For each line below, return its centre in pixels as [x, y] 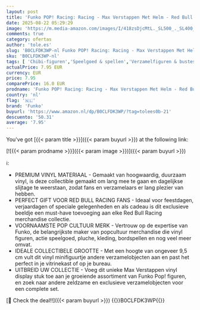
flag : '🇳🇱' [21, 100]
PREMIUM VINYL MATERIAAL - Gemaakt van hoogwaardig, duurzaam [100, 175]
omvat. [23, 244]
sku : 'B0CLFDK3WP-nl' [33, 56]
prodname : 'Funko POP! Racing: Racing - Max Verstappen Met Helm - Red [97, 89]
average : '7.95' [26, 123]
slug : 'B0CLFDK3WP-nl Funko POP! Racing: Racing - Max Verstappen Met [96, 51]
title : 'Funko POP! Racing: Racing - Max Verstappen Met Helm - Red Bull [100, 17]
